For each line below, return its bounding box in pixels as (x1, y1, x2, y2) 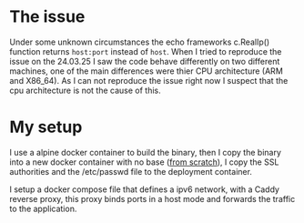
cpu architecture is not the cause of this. (9, 85, 161, 96)
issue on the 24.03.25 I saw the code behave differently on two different (9, 56, 280, 66)
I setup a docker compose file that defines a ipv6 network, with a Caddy (9, 184, 280, 195)
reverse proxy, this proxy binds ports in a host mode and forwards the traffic (9, 193, 296, 204)
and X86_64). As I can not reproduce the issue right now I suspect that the (9, 75, 289, 86)
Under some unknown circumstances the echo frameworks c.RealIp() (9, 36, 270, 47)
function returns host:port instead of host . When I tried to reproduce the (9, 46, 282, 56)
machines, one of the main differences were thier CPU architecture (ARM (9, 66, 284, 76)
